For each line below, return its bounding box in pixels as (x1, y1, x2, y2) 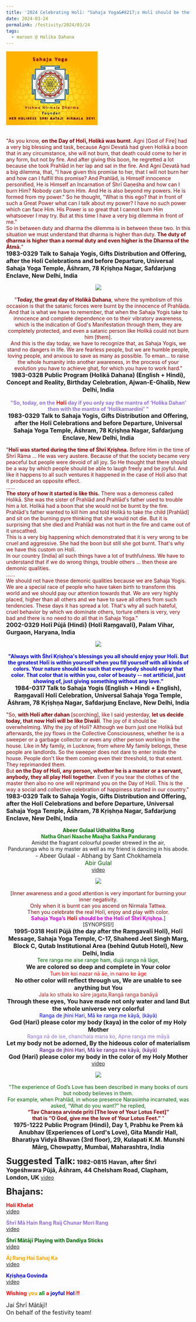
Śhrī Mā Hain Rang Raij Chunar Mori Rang (6, 1219, 109, 1226)
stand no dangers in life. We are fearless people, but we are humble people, (6, 346, 190, 353)
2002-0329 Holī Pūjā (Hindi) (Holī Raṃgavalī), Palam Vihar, (6, 621, 174, 629)
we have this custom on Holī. (6, 546, 76, 553)
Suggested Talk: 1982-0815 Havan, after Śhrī (6, 1155, 157, 1167)
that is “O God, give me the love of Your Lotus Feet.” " (32, 1115, 165, 1122)
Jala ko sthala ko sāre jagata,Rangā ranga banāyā (39, 991, 158, 998)
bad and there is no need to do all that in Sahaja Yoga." (6, 615, 139, 622)
